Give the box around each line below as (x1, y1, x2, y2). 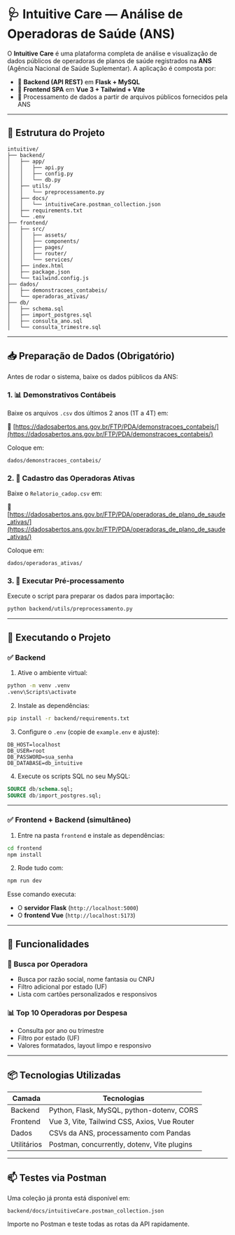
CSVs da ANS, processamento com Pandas (48, 1128, 191, 1138)
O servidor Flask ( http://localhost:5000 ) (17, 904, 138, 912)
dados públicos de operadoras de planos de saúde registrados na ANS (7, 56, 212, 65)
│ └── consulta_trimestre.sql (7, 323, 101, 331)
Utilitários (10, 1140, 43, 1149)
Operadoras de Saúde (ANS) (7, 26, 176, 42)
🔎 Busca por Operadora (7, 959, 88, 969)
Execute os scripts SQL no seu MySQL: (17, 772, 131, 780)
